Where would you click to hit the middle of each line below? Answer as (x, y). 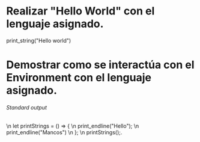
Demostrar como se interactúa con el (100, 65)
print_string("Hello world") (39, 40)
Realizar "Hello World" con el (80, 11)
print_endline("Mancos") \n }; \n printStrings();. (64, 132)
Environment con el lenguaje (79, 78)
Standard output (26, 107)
